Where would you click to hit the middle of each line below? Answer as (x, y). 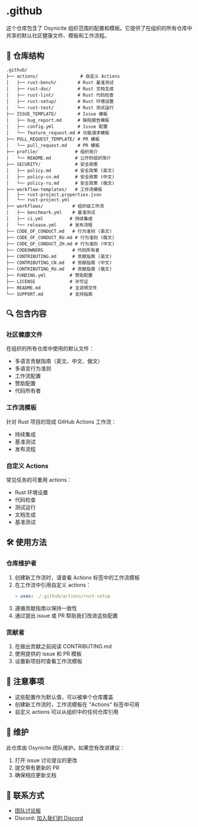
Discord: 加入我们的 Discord (49, 818)
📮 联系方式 (25, 795)
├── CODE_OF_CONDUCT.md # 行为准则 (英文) (59, 231)
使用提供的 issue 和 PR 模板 (48, 654)
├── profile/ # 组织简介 (52, 152)
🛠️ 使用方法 (27, 543)
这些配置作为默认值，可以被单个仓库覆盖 (64, 697)
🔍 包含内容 (27, 314)
